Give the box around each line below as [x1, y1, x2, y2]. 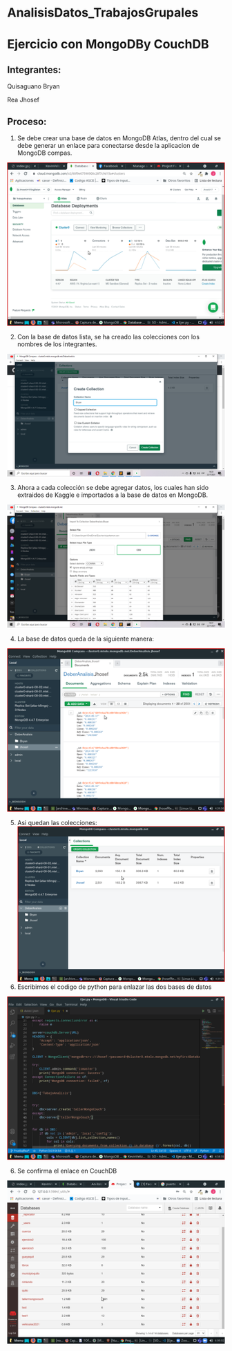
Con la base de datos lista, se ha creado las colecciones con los [17, 333, 200, 341]
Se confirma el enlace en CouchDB [17, 1166, 117, 1175]
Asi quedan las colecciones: [17, 818, 97, 826]
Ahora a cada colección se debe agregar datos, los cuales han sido [17, 484, 209, 492]
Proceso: [7, 115, 47, 127]
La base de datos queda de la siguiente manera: [17, 634, 154, 643]
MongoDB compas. [17, 149, 72, 157]
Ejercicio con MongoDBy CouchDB [7, 37, 209, 53]
